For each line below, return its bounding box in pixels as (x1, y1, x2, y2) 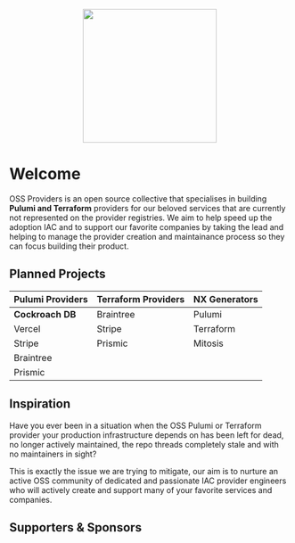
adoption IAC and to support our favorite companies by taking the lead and (9, 221, 284, 232)
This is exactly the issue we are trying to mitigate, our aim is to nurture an (9, 465, 279, 476)
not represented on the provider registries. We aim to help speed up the (9, 212, 273, 223)
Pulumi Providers (13, 292, 88, 305)
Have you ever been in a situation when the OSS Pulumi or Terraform (9, 420, 262, 431)
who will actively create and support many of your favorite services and (9, 484, 273, 495)
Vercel (13, 322, 41, 334)
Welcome (9, 164, 81, 185)
